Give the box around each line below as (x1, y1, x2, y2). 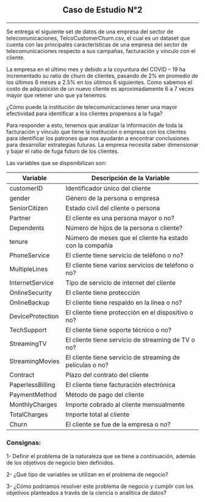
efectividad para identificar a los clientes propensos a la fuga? (6, 110, 163, 118)
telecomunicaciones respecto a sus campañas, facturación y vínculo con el (6, 48, 196, 55)
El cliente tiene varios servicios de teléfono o (65, 261, 194, 270)
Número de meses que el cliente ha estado (65, 234, 189, 242)
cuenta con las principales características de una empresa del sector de (6, 41, 188, 48)
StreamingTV (9, 339, 47, 348)
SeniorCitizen (9, 204, 48, 213)
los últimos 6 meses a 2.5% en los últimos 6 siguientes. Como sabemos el (6, 79, 193, 86)
